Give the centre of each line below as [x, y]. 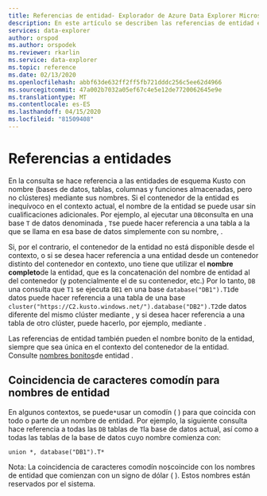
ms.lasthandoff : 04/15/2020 [55, 112]
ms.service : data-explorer [53, 61]
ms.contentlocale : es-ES [49, 104]
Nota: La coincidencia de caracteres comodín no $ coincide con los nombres [132, 467]
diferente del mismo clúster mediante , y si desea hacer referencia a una [126, 314]
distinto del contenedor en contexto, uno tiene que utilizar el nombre [121, 264]
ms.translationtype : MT [48, 97]
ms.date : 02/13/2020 [43, 75]
